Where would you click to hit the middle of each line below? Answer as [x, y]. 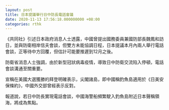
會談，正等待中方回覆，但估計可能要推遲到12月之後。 [60, 51]
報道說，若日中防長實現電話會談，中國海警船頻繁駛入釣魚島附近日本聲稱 [80, 96]
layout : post [19, 10]
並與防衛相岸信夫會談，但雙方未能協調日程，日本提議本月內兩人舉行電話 [89, 45]
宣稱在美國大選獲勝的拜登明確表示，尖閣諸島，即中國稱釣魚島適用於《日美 [82, 79]
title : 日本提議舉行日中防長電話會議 [39, 15]
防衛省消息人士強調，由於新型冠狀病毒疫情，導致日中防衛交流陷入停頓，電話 [84, 62]
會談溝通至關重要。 [25, 69]
